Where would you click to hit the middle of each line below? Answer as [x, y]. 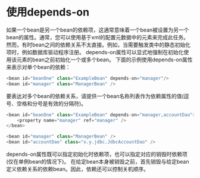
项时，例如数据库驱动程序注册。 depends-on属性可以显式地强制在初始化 [95, 52]
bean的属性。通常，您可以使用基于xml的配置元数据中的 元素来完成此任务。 [98, 37]
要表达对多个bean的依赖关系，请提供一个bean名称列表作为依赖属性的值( [95, 96]
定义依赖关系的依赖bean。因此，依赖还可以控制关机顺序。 [78, 169]
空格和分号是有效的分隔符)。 [51, 103]
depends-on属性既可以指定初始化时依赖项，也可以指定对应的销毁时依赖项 [97, 154]
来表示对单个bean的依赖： [39, 67]
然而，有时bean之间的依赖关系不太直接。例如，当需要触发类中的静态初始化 [99, 45]
